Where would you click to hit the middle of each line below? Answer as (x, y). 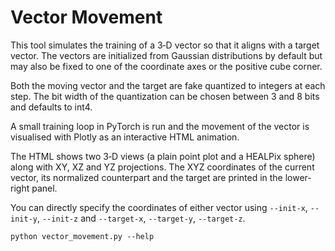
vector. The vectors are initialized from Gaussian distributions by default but (166, 55)
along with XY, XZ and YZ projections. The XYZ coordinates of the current (162, 167)
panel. (44, 188)
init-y (24, 219)
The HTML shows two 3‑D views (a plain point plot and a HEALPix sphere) (163, 156)
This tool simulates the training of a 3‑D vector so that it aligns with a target (165, 45)
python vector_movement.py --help (82, 236)
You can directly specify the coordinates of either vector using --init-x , (159, 207)
